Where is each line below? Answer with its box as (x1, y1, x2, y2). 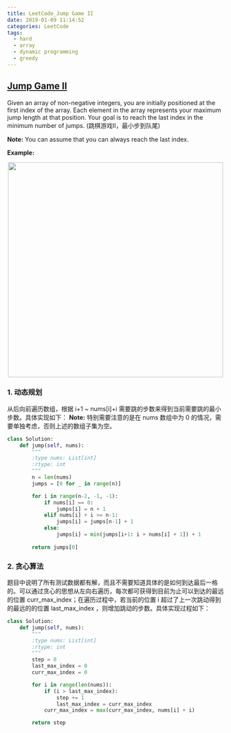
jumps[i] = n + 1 (56, 505, 107, 512)
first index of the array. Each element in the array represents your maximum (7, 106, 221, 114)
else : (43, 525, 60, 532)
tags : (7, 29, 23, 36)
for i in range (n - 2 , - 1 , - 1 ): (32, 492, 118, 499)
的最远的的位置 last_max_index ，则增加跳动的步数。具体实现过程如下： (7, 604, 211, 613)
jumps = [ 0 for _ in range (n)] (32, 480, 122, 487)
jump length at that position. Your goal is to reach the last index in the (7, 113, 203, 121)
